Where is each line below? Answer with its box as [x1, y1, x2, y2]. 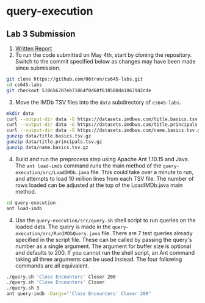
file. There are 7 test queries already [101, 229, 193, 236]
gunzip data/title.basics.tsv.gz [6, 133, 92, 139]
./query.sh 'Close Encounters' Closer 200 [6, 274, 116, 280]
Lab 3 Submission [6, 29, 76, 39]
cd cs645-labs [6, 81, 43, 88]
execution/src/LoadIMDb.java [15, 169, 90, 175]
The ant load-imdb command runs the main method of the [15, 162, 162, 169]
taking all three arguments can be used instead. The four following [15, 255, 182, 263]
